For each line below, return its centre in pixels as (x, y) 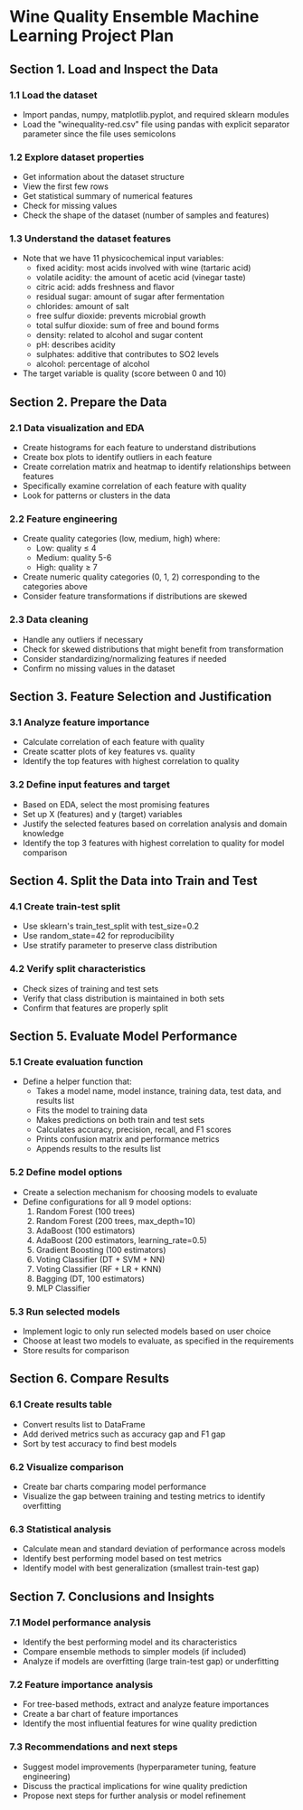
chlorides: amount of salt (82, 306)
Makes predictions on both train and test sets (120, 1120)
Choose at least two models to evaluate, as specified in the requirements (158, 1341)
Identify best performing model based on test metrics (122, 1559)
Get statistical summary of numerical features (107, 196)
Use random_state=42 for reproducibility (98, 936)
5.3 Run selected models (65, 1311)
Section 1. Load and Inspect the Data (114, 69)
